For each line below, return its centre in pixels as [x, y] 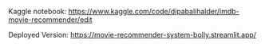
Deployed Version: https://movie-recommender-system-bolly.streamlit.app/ [132, 35]
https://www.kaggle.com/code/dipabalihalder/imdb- [154, 11]
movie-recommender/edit [51, 20]
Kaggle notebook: [38, 11]
